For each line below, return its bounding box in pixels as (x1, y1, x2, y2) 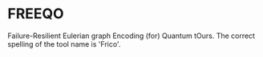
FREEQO (7, 5, 65, 23)
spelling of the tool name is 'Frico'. (7, 39, 121, 48)
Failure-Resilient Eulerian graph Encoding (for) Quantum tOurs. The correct (7, 31, 256, 40)
